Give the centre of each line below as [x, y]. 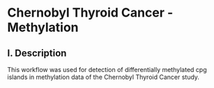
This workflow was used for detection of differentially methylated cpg [107, 70]
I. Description [37, 53]
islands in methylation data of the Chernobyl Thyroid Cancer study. [104, 77]
